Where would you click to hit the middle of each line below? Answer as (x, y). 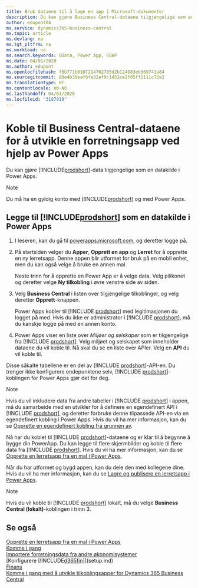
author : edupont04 (29, 22)
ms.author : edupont (30, 66)
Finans (14, 567)
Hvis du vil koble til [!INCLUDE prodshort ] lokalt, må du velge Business (92, 503)
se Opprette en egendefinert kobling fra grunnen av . (70, 426)
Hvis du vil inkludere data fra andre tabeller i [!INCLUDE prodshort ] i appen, (98, 401)
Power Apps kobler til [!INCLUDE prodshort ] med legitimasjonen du (96, 311)
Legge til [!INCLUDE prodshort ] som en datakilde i (98, 217)
